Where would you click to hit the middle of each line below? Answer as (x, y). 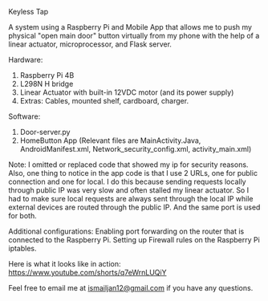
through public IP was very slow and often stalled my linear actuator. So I (129, 190)
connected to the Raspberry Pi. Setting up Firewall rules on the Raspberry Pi (134, 240)
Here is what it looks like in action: (65, 264)
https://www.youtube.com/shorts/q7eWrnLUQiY (87, 273)
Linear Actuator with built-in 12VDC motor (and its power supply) (127, 92)
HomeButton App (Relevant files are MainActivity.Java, (110, 140)
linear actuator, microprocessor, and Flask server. (90, 44)
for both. (23, 216)
